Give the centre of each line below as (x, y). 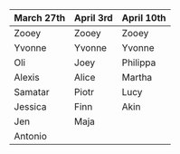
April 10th (144, 18)
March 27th (40, 18)
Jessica (30, 106)
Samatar (32, 92)
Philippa (139, 63)
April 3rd (93, 18)
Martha (137, 77)
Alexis (27, 77)
